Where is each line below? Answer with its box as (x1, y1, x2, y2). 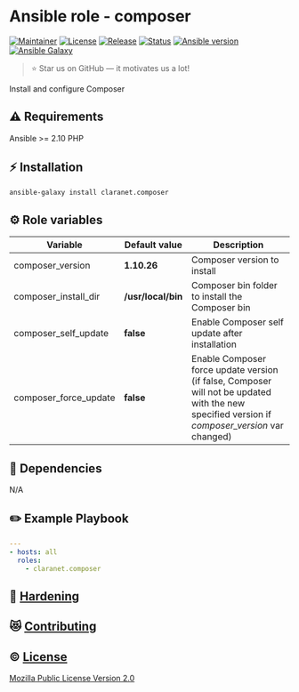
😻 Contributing (9, 619, 97, 634)
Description (213, 238, 264, 251)
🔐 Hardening (9, 589, 80, 604)
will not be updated (190, 386, 271, 398)
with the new (190, 398, 246, 410)
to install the (190, 291, 243, 303)
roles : (17, 556, 42, 565)
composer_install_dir (13, 291, 101, 303)
